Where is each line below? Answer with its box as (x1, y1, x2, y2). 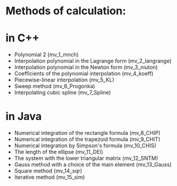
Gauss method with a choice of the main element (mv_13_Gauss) (14, 161, 172, 168)
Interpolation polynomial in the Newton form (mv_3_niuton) (14, 64, 159, 71)
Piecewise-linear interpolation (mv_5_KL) (14, 76, 114, 84)
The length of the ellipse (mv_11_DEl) (14, 149, 104, 156)
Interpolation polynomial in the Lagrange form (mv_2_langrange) (14, 58, 172, 65)
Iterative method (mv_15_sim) (14, 174, 85, 181)
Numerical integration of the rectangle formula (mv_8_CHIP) (14, 130, 161, 137)
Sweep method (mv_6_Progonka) (14, 83, 95, 90)
